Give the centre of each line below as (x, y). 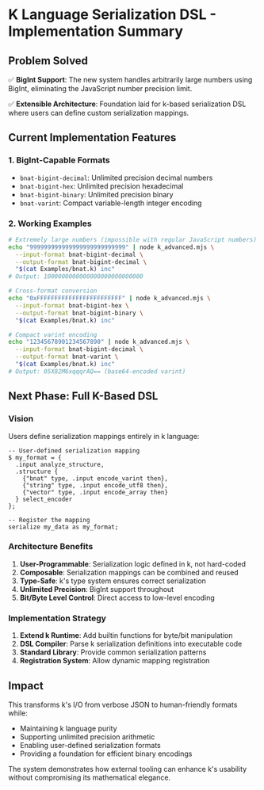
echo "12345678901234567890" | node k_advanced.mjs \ (99, 342)
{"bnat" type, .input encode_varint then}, (96, 478)
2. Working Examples (50, 223)
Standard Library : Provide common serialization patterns (113, 652)
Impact (26, 686)
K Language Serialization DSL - (112, 15)
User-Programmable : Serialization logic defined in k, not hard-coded (133, 563)
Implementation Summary (96, 31)
